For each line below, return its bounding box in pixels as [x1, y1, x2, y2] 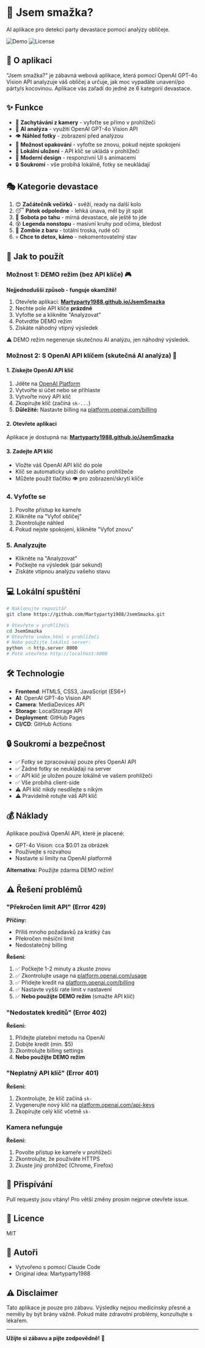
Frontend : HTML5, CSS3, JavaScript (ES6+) [15, 688, 126, 695]
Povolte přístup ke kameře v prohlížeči [15, 1149, 112, 1156]
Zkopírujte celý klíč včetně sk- [15, 1108, 92, 1115]
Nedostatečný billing [15, 942, 67, 949]
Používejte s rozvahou [15, 848, 71, 855]
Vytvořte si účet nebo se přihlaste [15, 387, 101, 394]
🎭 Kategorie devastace [6, 181, 99, 192]
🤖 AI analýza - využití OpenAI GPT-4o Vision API [15, 125, 138, 132]
